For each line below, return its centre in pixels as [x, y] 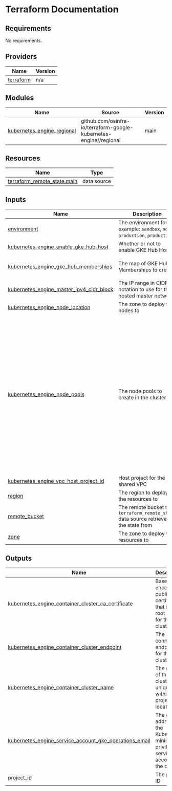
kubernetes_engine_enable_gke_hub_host [58, 247]
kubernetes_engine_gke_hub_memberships [60, 266]
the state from [135, 525]
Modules [20, 98]
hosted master [136, 296]
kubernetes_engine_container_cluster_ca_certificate [70, 604]
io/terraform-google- [107, 127]
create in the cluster [142, 397]
